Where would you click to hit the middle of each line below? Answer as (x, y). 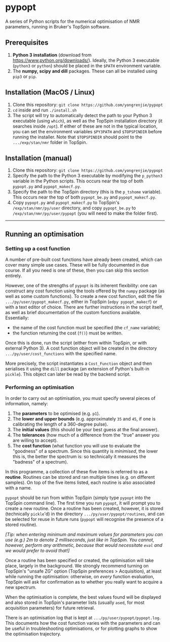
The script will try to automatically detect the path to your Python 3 (82, 115)
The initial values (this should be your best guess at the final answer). (86, 430)
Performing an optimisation (40, 387)
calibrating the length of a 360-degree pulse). (60, 424)
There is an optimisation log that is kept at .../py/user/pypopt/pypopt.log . (83, 618)
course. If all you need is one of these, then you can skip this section (77, 271)
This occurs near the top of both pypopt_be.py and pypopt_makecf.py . (84, 197)
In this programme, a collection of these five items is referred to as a (76, 472)
